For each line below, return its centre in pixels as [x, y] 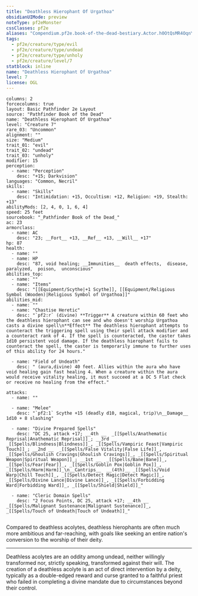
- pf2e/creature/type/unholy [47, 55]
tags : [13, 39]
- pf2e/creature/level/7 [42, 61]
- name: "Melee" [31, 408]
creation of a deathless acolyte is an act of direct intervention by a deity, [94, 569]
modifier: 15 [22, 161]
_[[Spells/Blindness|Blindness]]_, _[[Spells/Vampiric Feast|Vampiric [95, 444]
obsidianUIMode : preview [37, 17]
